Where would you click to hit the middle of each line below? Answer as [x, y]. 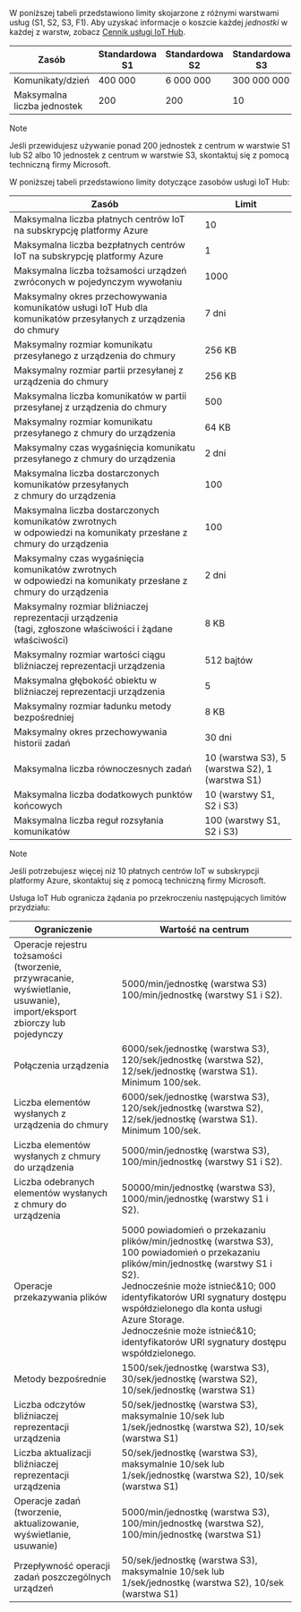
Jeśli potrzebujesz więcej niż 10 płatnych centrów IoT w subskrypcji [134, 871]
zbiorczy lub [40, 1023]
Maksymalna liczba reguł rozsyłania [89, 820]
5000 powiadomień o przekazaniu [193, 1230]
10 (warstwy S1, [240, 794]
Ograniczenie [64, 929]
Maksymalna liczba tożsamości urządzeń [100, 270]
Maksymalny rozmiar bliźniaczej [81, 606]
